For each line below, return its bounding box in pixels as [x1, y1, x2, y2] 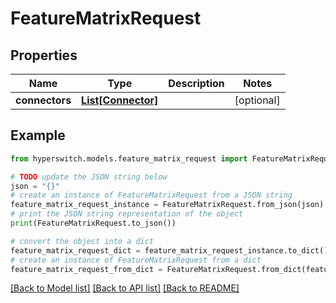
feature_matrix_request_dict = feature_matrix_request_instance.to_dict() [10, 245, 329, 256]
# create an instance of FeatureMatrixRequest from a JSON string [10, 190, 293, 201]
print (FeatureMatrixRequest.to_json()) [10, 218, 177, 229]
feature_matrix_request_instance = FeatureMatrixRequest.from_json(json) [10, 200, 325, 210]
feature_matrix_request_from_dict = [10, 264, 163, 274]
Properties [10, 47, 78, 64]
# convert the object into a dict [10, 236, 155, 246]
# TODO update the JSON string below [10, 172, 168, 182]
